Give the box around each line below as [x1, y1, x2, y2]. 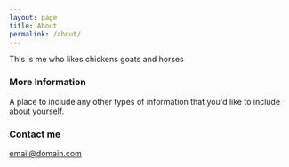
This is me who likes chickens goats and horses [9, 54, 184, 65]
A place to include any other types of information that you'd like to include [9, 96, 281, 107]
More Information [9, 76, 86, 89]
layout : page [9, 12, 58, 22]
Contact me [9, 128, 61, 140]
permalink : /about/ [9, 29, 82, 38]
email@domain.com [9, 147, 83, 158]
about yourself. [9, 106, 65, 116]
